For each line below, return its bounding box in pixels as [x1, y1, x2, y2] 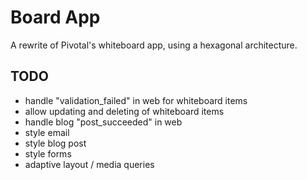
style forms [24, 147, 72, 160]
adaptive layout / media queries [24, 158, 155, 170]
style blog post [24, 137, 87, 149]
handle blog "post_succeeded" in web [24, 116, 183, 128]
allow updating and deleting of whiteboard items [24, 105, 225, 117]
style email [24, 126, 70, 138]
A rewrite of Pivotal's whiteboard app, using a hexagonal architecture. [10, 39, 298, 51]
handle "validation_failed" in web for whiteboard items [24, 94, 248, 106]
